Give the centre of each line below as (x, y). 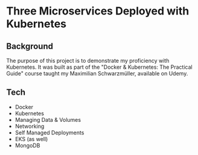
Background (30, 46)
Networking (30, 126)
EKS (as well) (31, 139)
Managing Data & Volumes (48, 119)
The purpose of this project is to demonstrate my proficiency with (88, 61)
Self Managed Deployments (49, 132)
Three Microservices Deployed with (98, 11)
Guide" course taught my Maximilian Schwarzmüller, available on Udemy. (97, 73)
